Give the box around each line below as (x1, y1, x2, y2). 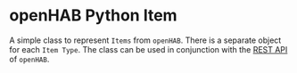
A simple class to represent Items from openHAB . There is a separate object (9, 35, 282, 45)
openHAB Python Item (9, 5, 177, 26)
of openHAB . (9, 53, 50, 64)
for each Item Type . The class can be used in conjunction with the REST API (9, 44, 288, 54)
